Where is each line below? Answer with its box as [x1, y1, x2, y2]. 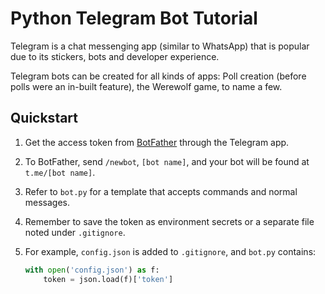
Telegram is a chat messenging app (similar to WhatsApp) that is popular [10, 40, 310, 52]
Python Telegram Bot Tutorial [10, 7, 258, 30]
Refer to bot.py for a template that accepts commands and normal [24, 185, 298, 197]
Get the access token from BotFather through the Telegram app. [24, 136, 290, 148]
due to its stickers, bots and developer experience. [10, 50, 220, 62]
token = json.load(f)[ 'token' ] [43, 274, 174, 284]
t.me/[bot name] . [24, 166, 96, 178]
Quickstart [10, 110, 79, 127]
